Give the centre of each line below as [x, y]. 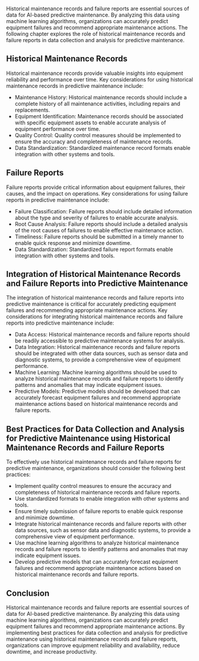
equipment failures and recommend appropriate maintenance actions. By [96, 627]
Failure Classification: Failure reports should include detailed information [103, 211]
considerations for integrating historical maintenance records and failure [94, 317]
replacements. [32, 110]
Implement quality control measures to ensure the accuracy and [93, 486]
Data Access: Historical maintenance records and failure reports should [102, 335]
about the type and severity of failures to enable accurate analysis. [97, 218]
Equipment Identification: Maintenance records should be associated [99, 116]
